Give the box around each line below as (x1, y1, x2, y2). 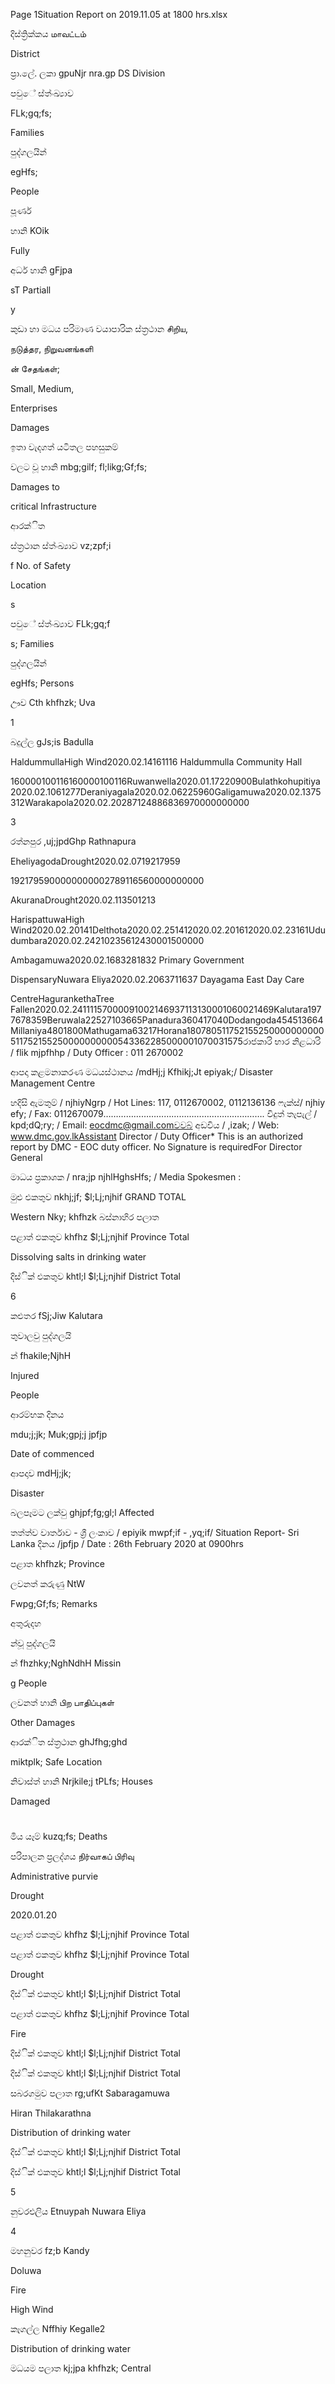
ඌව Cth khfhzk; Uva (10, 697, 96, 708)
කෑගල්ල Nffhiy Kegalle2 (10, 2323, 106, 2335)
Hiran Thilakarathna (10, 2107, 92, 2119)
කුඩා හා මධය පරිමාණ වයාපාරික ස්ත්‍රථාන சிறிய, (10, 323, 188, 334)
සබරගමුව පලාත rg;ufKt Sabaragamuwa (10, 2087, 170, 2099)
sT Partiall (10, 284, 52, 296)
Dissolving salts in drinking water (10, 1251, 147, 1263)
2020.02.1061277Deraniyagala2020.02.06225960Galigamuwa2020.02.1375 (10, 786, 322, 798)
